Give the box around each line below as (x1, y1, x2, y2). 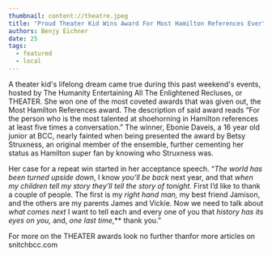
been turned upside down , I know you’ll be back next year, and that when (8, 172, 253, 182)
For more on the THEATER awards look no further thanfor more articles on (8, 231, 256, 241)
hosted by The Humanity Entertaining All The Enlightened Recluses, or (8, 87, 243, 97)
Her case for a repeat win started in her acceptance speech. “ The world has (8, 164, 263, 173)
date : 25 (8, 34, 38, 43)
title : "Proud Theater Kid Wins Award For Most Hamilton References (8, 19, 244, 28)
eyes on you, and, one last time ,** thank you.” (8, 215, 162, 225)
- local (15, 58, 42, 66)
